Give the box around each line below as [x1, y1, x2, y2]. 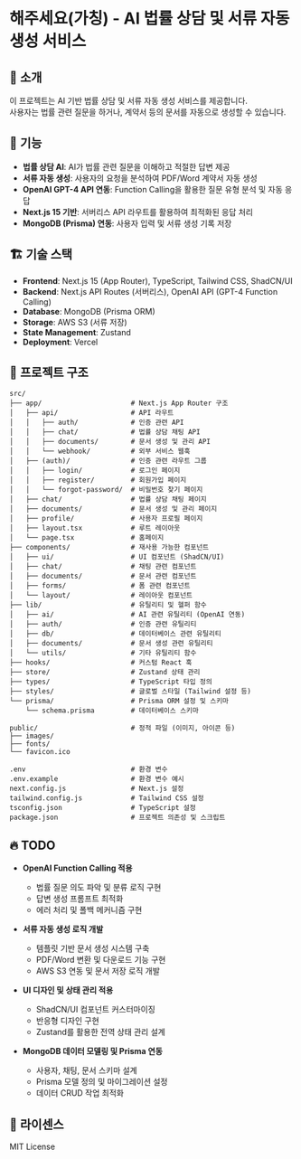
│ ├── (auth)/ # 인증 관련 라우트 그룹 [9, 457, 208, 466]
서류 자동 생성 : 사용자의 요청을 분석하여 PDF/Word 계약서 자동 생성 [22, 173, 258, 184]
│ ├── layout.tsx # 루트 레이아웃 [9, 523, 181, 533]
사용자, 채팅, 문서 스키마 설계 [35, 1065, 137, 1076]
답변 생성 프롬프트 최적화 [35, 893, 124, 904]
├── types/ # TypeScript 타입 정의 [9, 677, 212, 687]
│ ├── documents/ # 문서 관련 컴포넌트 [9, 571, 197, 581]
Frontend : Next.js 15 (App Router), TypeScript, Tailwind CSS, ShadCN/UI [22, 275, 293, 286]
